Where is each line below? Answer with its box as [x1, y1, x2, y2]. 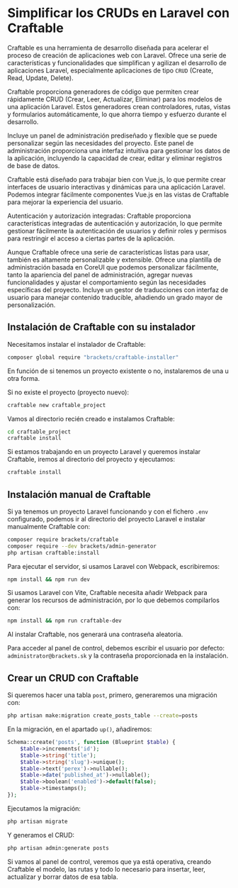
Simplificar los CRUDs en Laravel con [7, 5, 230, 21]
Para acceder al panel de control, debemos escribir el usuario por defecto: [7, 644, 225, 653]
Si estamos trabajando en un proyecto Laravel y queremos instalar [7, 448, 201, 456]
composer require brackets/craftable [7, 535, 119, 543]
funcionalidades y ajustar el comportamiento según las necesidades [7, 278, 207, 287]
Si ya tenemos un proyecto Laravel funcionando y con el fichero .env [7, 507, 209, 516]
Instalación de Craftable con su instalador [7, 321, 196, 333]
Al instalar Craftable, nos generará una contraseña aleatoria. [7, 630, 183, 639]
